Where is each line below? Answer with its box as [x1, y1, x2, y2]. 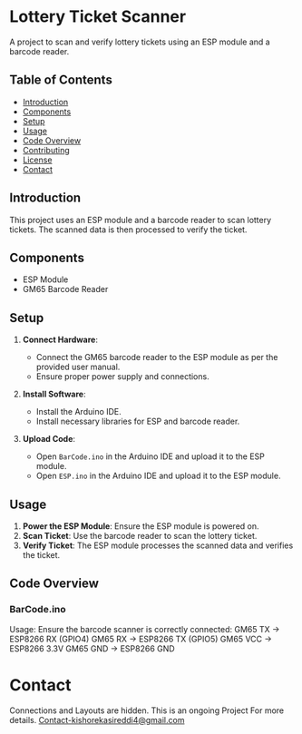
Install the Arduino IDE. [35, 406, 122, 417]
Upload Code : [22, 434, 75, 445]
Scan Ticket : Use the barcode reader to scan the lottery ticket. [22, 531, 258, 541]
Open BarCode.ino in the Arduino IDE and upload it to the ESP [35, 451, 266, 462]
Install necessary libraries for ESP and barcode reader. [35, 416, 240, 427]
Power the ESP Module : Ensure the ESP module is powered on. [22, 521, 260, 532]
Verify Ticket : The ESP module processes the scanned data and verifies [22, 540, 294, 551]
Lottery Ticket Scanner [9, 6, 187, 27]
